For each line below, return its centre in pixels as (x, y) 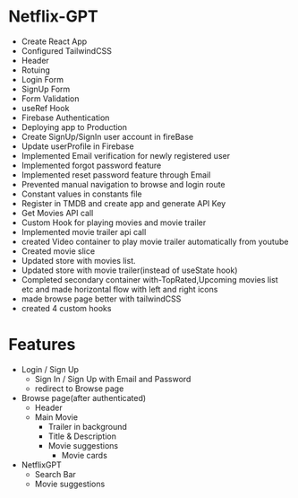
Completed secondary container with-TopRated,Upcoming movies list (149, 279)
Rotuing (36, 70)
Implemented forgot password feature (91, 165)
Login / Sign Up (50, 369)
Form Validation (50, 98)
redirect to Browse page (79, 389)
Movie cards (85, 455)
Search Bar (55, 474)
